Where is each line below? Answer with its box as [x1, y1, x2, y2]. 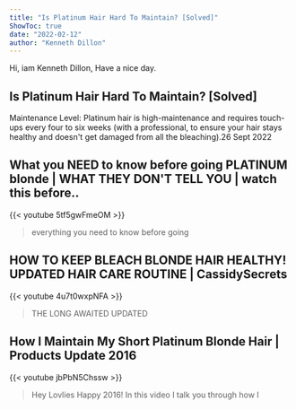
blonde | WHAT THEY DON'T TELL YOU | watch [9, 171, 278, 187]
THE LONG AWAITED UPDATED [30, 308, 148, 318]
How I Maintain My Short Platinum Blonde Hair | [9, 334, 280, 350]
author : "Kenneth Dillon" [9, 38, 106, 48]
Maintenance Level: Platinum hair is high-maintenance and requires [9, 113, 258, 124]
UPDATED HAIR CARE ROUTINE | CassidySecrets [9, 266, 288, 283]
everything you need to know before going [30, 226, 189, 238]
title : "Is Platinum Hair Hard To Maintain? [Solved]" [9, 13, 219, 22]
